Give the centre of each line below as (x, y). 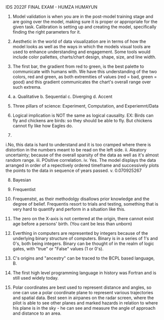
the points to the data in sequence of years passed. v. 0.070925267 (74, 170)
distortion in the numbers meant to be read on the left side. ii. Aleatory (76, 150)
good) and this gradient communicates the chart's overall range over (82, 82)
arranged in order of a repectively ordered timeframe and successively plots (82, 165)
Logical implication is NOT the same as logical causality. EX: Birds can (83, 115)
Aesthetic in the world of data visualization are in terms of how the (79, 41)
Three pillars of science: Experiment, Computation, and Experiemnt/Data (86, 106)
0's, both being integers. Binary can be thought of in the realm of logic (83, 244)
